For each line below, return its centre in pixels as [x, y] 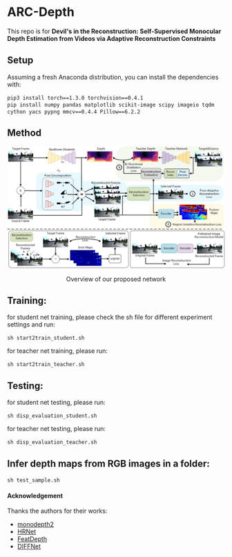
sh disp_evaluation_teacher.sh [52, 442]
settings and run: [31, 325]
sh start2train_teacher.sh [46, 365]
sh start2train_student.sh [46, 338]
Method [25, 133]
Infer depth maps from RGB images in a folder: [109, 463]
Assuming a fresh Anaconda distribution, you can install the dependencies [113, 77]
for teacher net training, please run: [58, 351]
